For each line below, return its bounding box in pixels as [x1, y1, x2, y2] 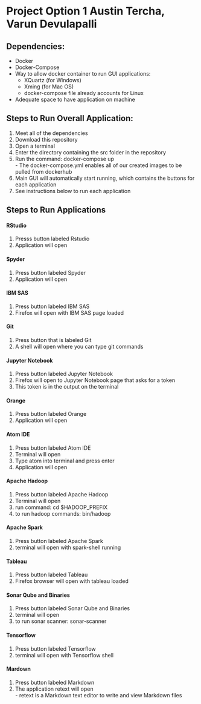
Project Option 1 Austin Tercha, [6, 4, 165, 18]
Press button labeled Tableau [14, 571, 88, 579]
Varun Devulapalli [6, 17, 97, 31]
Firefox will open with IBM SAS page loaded [14, 309, 124, 316]
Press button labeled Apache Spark [14, 538, 104, 545]
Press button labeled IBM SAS [14, 303, 90, 310]
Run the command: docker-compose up [14, 155, 115, 162]
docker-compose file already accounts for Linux [24, 90, 144, 96]
